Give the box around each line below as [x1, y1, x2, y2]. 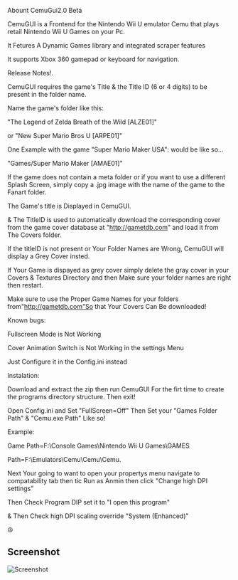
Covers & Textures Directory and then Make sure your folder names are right [7, 273, 232, 282]
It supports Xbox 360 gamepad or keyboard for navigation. [7, 55, 180, 63]
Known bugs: [7, 316, 46, 325]
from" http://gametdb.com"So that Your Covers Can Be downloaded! [7, 302, 207, 310]
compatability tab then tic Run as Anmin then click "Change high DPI [7, 477, 208, 485]
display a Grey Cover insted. [7, 252, 90, 260]
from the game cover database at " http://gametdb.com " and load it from [7, 223, 219, 231]
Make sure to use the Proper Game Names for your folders [7, 295, 179, 303]
